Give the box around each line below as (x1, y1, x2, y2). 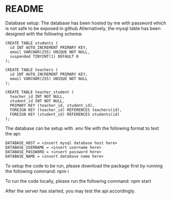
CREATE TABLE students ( (5, 40, 58, 46)
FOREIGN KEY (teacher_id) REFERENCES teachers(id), (10, 107, 123, 112)
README (5, 3, 44, 15)
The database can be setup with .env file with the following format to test (5, 125, 159, 131)
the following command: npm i (5, 168, 69, 174)
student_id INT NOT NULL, (10, 98, 65, 103)
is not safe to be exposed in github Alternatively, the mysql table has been (5, 25, 161, 31)
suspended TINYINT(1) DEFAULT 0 (10, 54, 79, 59)
